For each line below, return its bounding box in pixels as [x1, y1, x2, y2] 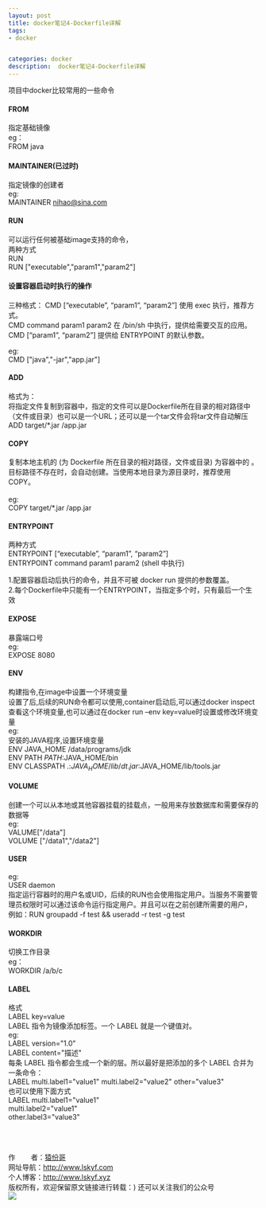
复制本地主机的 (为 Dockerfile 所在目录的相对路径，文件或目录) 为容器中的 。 [8, 457, 259, 467]
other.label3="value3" [8, 1112, 81, 1122]
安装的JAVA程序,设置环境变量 [8, 735, 105, 745]
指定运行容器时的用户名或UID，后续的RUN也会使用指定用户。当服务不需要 [8, 889, 252, 900]
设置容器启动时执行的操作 [8, 281, 92, 291]
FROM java [8, 142, 44, 151]
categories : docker [8, 55, 73, 64]
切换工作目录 [8, 947, 50, 956]
